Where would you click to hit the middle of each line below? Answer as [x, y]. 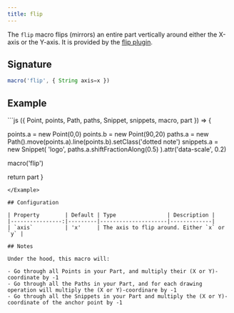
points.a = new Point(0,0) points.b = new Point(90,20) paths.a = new [108, 134]
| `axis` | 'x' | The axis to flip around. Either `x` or [116, 228]
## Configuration [33, 203]
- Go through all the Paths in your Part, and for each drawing [105, 284]
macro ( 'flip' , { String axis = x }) [59, 81]
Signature [30, 65]
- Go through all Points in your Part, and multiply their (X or [106, 272]
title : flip [25, 14]
